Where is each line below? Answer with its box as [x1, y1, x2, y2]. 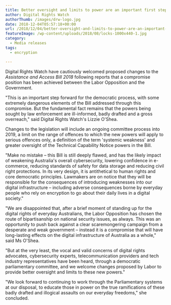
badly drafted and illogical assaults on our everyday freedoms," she [5, 289, 147, 295]
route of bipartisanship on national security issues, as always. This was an [5, 216, 161, 222]
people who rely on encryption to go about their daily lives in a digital [5, 190, 150, 196]
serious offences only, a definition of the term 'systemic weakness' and [5, 137, 155, 143]
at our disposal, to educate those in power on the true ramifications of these [5, 284, 165, 290]
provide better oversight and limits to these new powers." [5, 269, 125, 275]
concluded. [5, 295, 29, 301]
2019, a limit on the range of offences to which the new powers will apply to [5, 131, 164, 137]
